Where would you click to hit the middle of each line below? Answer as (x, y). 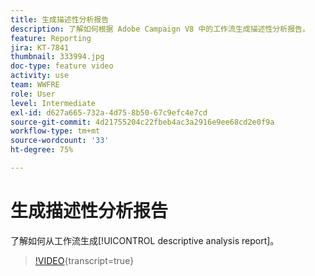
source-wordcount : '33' (60, 141)
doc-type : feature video (62, 66)
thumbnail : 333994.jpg (57, 57)
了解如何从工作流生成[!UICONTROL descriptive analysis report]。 (145, 240)
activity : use (40, 76)
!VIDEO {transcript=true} (84, 260)
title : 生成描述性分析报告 (60, 19)
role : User (33, 94)
